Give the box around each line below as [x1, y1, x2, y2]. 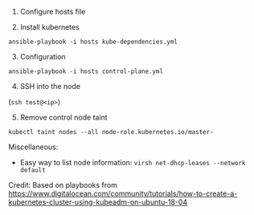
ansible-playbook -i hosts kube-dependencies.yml [8, 38, 178, 46]
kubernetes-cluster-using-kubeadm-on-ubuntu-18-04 [8, 197, 188, 207]
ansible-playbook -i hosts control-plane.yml [8, 67, 163, 75]
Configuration [19, 52, 66, 61]
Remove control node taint [19, 112, 108, 122]
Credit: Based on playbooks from [8, 181, 118, 189]
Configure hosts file [19, 7, 86, 16]
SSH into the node [19, 82, 80, 91]
